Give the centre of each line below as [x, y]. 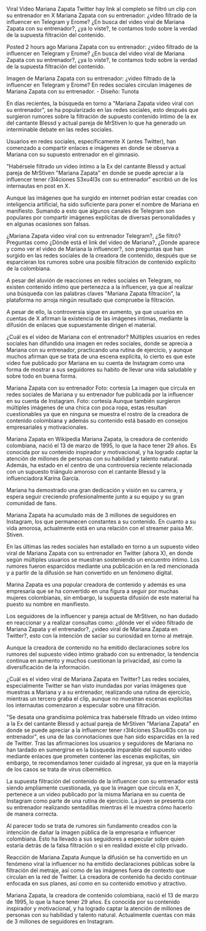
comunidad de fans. [32, 503]
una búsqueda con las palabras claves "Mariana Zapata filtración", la [93, 293]
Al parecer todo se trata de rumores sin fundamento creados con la [92, 826]
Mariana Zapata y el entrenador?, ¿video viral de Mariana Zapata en [92, 629]
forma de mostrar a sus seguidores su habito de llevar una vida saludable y [101, 369]
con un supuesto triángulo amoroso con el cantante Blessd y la [86, 472]
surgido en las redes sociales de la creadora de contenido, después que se [101, 255]
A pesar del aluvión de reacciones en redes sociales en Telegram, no [94, 280]
